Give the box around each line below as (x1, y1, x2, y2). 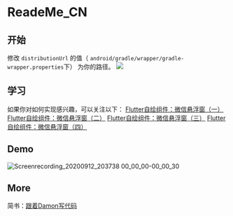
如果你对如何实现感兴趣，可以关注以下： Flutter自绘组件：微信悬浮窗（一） (7, 104, 224, 113)
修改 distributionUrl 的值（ (7, 54, 89, 62)
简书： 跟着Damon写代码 (7, 201, 77, 210)
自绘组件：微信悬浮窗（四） (7, 122, 87, 130)
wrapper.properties (7, 64, 64, 71)
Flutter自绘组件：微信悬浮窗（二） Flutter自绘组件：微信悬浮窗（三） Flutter (7, 114, 226, 122)
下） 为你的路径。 (63, 62, 115, 71)
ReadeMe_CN (7, 4, 87, 20)
